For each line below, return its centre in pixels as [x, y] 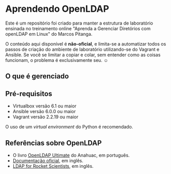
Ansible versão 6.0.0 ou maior [44, 112]
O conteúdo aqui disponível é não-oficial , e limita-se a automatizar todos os [86, 43]
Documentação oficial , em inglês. [48, 160]
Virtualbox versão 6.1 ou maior [45, 106]
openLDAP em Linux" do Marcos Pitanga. [49, 34]
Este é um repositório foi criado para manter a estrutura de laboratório [79, 23]
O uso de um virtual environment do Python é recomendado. [69, 127]
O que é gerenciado [37, 77]
